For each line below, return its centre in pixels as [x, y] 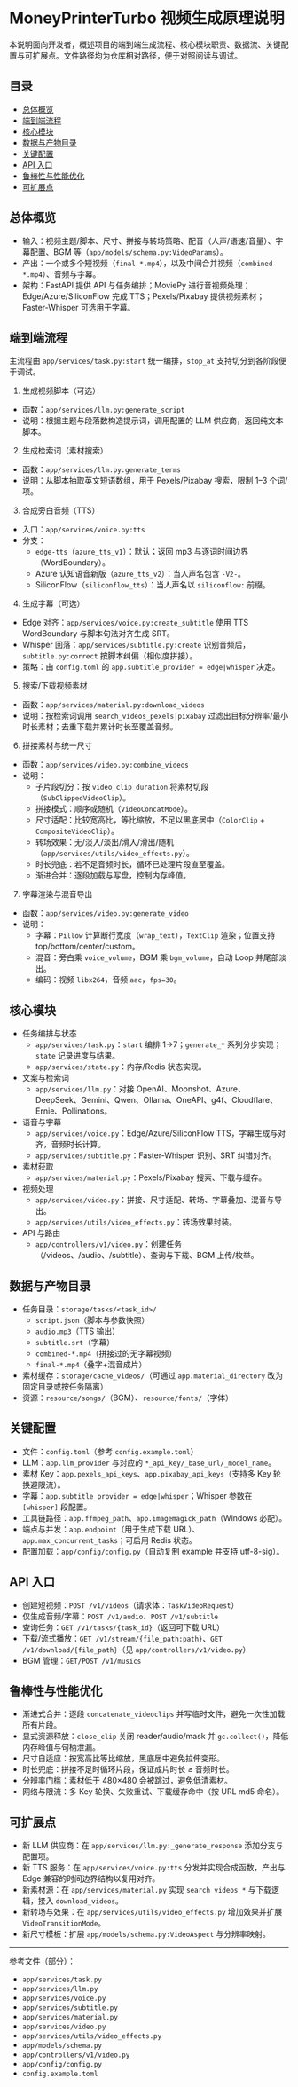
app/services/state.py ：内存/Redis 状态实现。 [121, 1067]
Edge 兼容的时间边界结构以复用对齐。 [91, 1878]
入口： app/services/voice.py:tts [83, 530]
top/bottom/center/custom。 [87, 947]
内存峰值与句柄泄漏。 [61, 1747]
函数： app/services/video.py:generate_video [105, 913]
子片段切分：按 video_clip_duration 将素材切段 [122, 787]
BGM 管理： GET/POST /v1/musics [82, 1660]
